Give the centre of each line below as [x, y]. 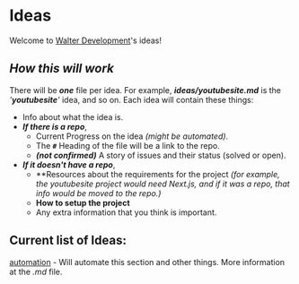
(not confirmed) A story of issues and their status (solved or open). [161, 155]
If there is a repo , [55, 126]
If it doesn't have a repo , [69, 164]
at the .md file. [36, 271]
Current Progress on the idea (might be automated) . [132, 136]
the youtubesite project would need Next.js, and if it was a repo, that [163, 184]
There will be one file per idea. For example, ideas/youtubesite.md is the [145, 90]
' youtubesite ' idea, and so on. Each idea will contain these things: [132, 99]
